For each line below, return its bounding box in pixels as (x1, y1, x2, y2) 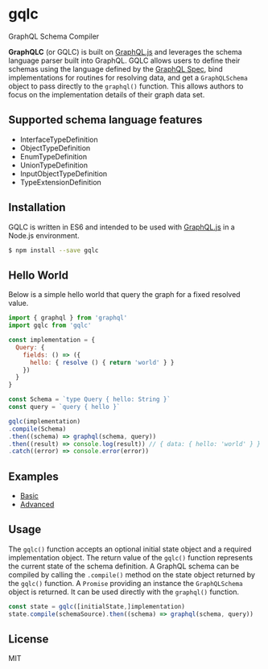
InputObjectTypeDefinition (19, 168, 108, 178)
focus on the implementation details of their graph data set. (8, 89, 205, 99)
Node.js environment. (8, 230, 80, 240)
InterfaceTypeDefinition (19, 134, 98, 144)
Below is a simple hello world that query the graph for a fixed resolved (8, 290, 241, 299)
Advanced (19, 500, 55, 510)
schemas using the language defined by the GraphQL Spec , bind (8, 64, 223, 73)
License (8, 633, 49, 646)
